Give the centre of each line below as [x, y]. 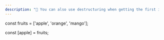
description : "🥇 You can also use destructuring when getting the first [81, 9]
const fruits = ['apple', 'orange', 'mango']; [47, 23]
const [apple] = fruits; [27, 32]
